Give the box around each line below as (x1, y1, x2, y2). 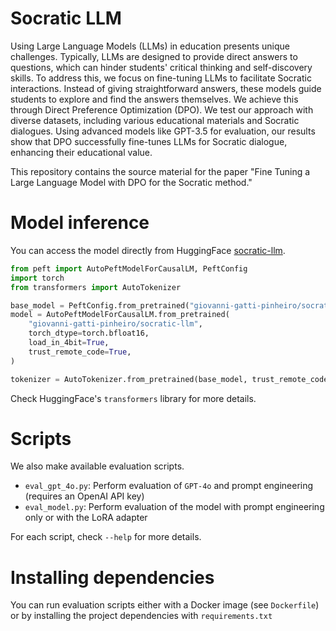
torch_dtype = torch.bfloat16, (28, 328, 150, 339)
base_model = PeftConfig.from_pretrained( (10, 300, 190, 311)
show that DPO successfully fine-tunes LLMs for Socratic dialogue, (10, 135, 288, 147)
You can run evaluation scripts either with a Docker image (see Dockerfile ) (10, 599, 320, 611)
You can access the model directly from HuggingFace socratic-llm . (10, 244, 286, 256)
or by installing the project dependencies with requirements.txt (10, 610, 273, 622)
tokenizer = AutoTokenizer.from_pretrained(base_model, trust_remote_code (10, 374, 329, 384)
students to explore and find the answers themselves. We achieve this (10, 93, 299, 105)
